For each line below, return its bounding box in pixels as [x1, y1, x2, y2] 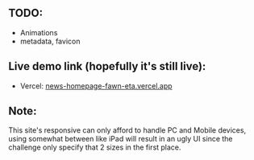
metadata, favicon [19, 36, 81, 46]
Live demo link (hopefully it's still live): [8, 59, 206, 73]
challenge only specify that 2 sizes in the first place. [8, 142, 181, 152]
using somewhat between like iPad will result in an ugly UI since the [8, 134, 233, 144]
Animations [19, 27, 58, 37]
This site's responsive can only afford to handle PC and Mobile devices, [8, 125, 247, 135]
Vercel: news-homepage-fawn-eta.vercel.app [19, 80, 173, 91]
